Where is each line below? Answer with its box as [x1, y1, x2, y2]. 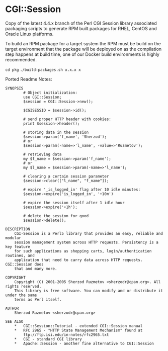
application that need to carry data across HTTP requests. [14, 257, 143, 262]
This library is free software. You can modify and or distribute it [14, 288, 163, 293]
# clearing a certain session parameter [23, 173, 109, 179]
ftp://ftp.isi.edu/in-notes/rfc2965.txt [23, 332, 109, 337]
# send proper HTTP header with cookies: [23, 117, 112, 122]
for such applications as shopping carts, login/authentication [14, 248, 152, 253]
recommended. [5, 56, 37, 62]
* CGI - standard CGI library [14, 336, 82, 341]
